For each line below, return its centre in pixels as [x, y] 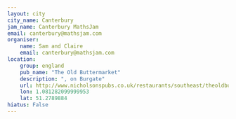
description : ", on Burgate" [63, 79]
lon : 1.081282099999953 [55, 92]
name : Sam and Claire [51, 46]
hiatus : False [28, 105]
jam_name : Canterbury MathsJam [53, 27]
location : [22, 59]
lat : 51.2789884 [44, 99]
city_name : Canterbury [40, 20]
